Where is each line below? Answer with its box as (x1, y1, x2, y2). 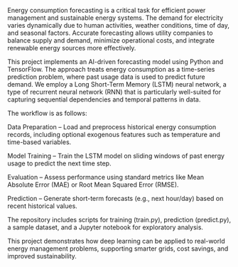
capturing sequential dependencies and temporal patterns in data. (7, 95, 201, 104)
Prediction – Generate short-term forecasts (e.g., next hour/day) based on (7, 195, 224, 202)
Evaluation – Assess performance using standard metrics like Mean (7, 173, 205, 181)
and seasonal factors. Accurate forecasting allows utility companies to (7, 28, 213, 37)
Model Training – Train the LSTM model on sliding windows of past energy (7, 152, 225, 160)
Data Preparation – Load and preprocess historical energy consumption (7, 123, 217, 131)
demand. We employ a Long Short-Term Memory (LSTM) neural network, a (7, 80, 227, 88)
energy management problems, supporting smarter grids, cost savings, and (7, 244, 229, 253)
